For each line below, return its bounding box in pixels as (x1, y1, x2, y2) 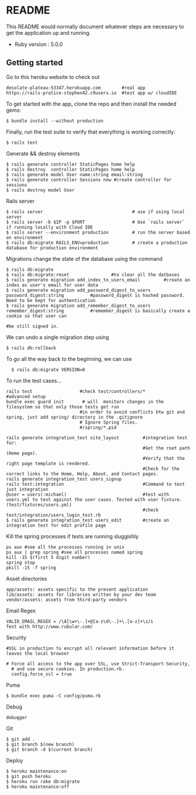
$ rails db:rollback (6, 345, 57, 351)
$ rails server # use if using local (6, 208, 185, 215)
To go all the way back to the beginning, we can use (6, 355, 132, 362)
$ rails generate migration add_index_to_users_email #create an (6, 277, 191, 283)
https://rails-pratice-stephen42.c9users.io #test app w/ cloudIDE (6, 90, 177, 96)
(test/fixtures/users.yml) (6, 502, 72, 508)
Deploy (6, 757, 23, 764)
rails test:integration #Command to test (6, 481, 185, 487)
